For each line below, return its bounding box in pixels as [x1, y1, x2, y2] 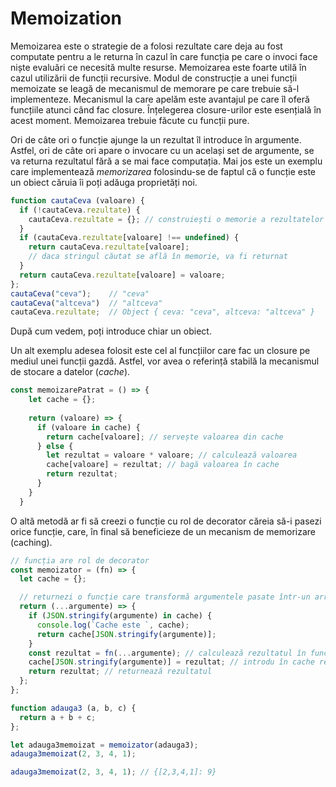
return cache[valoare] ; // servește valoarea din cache [46, 432, 284, 442]
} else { [36, 441, 74, 451]
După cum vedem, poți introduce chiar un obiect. [10, 325, 212, 337]
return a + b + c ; [19, 712, 97, 722]
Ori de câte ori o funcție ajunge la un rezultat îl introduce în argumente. [10, 133, 302, 146]
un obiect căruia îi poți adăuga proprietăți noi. [10, 176, 198, 188]
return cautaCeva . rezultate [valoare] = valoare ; [19, 270, 226, 280]
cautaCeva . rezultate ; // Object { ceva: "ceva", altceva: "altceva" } [10, 307, 315, 317]
